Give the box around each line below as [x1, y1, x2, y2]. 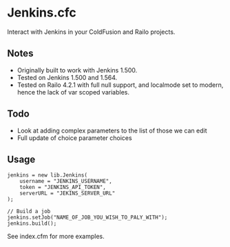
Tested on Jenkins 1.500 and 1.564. [17, 73, 118, 81]
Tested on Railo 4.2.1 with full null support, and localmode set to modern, [17, 81, 224, 89]
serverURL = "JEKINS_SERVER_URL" [19, 190, 116, 197]
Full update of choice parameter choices [17, 133, 132, 142]
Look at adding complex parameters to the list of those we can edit [17, 126, 207, 135]
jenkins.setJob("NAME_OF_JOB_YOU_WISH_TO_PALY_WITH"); [7, 214, 168, 221]
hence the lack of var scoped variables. [17, 88, 129, 96]
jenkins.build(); [7, 220, 57, 227]
